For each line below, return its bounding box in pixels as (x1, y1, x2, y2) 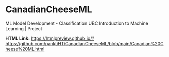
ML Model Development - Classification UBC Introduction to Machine (5, 20, 148, 26)
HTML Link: (5, 35, 30, 41)
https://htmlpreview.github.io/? (31, 35, 95, 41)
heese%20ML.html (5, 46, 45, 52)
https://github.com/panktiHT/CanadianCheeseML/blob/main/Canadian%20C (5, 40, 164, 46)
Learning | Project (5, 25, 43, 31)
